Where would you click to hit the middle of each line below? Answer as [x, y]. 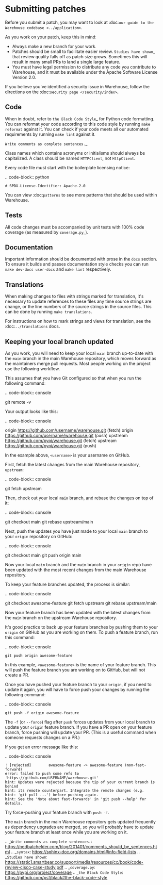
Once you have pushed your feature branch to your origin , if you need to [78, 684]
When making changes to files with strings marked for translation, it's [74, 296]
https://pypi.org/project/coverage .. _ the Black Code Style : [64, 872]
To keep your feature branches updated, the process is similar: [68, 584]
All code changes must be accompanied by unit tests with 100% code [75, 227]
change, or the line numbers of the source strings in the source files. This [78, 307]
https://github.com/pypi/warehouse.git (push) [51, 446]
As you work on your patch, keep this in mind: [51, 37]
